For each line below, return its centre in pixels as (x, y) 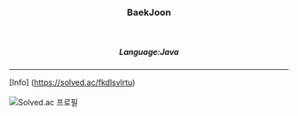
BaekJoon (149, 12)
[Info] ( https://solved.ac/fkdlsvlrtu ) (72, 82)
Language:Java (149, 51)
